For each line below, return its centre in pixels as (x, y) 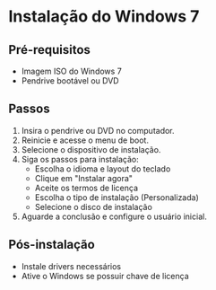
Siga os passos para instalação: (80, 159)
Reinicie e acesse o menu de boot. (85, 140)
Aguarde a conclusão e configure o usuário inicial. (114, 216)
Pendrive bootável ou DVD (70, 81)
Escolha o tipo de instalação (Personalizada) (117, 197)
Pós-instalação (52, 245)
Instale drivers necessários (71, 266)
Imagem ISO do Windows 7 (71, 71)
